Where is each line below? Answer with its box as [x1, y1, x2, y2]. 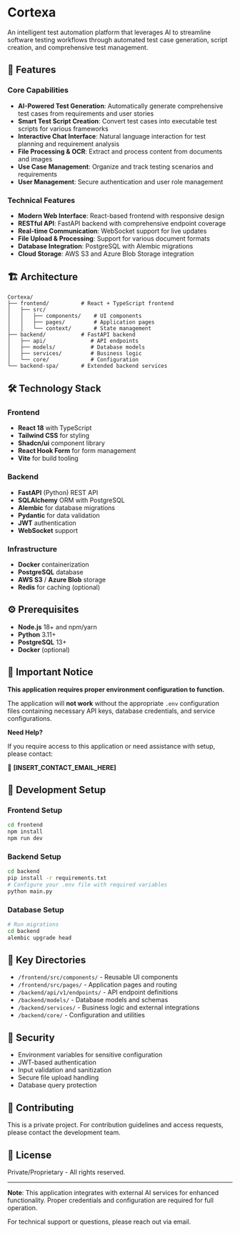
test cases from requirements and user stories [17, 109, 154, 118]
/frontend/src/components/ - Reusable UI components [17, 973, 179, 982]
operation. [7, 1203, 38, 1212]
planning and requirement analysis [17, 139, 120, 148]
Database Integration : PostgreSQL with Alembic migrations [17, 241, 194, 250]
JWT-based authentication [17, 1058, 96, 1067]
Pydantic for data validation [17, 511, 100, 519]
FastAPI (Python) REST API [17, 488, 99, 496]
